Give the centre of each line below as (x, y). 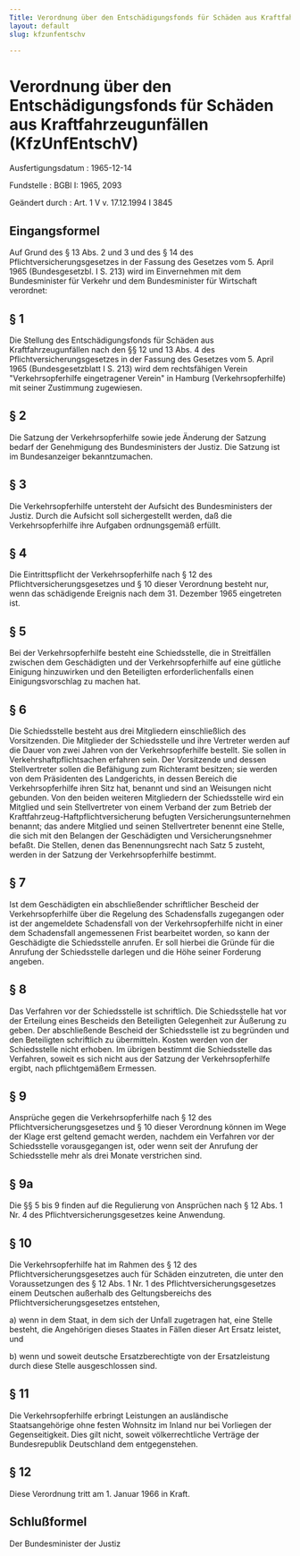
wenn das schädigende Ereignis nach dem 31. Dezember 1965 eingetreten (146, 594)
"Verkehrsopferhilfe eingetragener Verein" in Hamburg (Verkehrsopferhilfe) (148, 378)
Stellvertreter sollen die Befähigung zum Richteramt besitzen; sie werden (143, 769)
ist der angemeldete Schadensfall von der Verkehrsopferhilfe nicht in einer (146, 923)
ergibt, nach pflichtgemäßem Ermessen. (83, 1068)
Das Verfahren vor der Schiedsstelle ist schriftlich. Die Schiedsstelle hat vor (148, 1011)
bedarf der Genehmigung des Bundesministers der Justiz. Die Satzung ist (145, 446)
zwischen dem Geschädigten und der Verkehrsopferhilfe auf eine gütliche (145, 662)
